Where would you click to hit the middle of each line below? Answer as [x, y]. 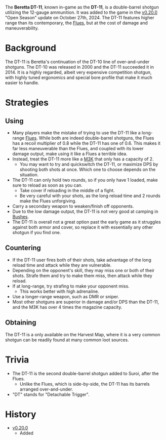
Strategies [27, 103]
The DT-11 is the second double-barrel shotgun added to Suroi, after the [85, 373]
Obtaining [21, 323]
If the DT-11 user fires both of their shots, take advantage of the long [82, 260]
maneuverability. [22, 28]
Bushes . [21, 216]
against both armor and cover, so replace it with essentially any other [83, 227]
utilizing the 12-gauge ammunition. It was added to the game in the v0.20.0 [81, 12]
